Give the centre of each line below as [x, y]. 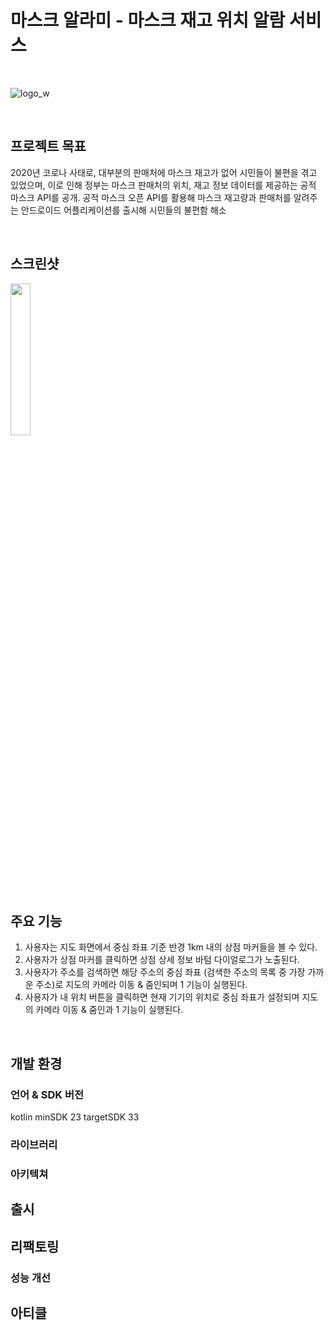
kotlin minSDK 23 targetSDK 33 [75, 1117]
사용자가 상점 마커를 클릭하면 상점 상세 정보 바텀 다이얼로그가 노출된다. [162, 960]
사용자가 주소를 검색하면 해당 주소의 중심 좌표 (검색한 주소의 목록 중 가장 [165, 972]
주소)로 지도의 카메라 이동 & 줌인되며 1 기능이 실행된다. [141, 985]
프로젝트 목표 [48, 146]
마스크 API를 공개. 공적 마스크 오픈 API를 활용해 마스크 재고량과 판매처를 [151, 197]
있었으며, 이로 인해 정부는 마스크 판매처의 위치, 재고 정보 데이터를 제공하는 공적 [163, 185]
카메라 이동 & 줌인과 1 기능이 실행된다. [109, 1010]
